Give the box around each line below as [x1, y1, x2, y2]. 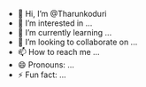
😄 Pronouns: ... [17, 59, 75, 70]
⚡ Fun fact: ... [17, 69, 66, 80]
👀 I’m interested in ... [17, 18, 93, 28]
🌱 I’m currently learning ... [17, 28, 112, 37]
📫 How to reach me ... [17, 47, 100, 57]
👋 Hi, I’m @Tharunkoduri [17, 9, 107, 19]
